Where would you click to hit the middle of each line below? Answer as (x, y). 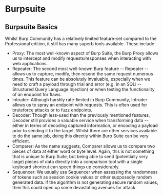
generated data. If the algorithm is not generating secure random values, (85, 182)
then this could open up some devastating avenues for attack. (74, 187)
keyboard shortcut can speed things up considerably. (66, 167)
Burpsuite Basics (31, 27)
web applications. (30, 63)
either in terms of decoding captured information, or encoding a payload (85, 125)
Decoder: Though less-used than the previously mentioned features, (81, 115)
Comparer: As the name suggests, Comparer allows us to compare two (83, 146)
